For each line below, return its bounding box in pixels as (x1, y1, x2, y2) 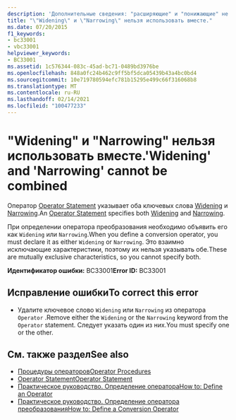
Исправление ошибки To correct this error (7, 287, 199, 299)
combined (7, 178, 68, 194)
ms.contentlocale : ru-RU (7, 89, 80, 96)
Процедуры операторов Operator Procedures (17, 367, 151, 375)
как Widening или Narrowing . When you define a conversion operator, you (7, 230, 218, 238)
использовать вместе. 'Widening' (7, 148, 211, 164)
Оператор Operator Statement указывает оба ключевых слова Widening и (7, 201, 228, 209)
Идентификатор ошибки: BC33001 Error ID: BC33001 (7, 266, 166, 274)
